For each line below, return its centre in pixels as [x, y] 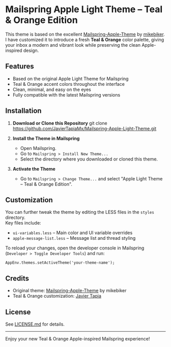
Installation [23, 111]
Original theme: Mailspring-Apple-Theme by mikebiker [69, 291]
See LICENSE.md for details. [35, 324]
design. [31, 50]
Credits [17, 278]
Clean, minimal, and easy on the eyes [52, 89]
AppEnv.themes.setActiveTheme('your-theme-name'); [60, 263]
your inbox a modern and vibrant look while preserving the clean [73, 45]
